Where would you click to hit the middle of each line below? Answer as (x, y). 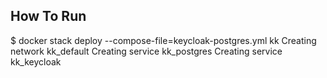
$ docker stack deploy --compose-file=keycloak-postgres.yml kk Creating (163, 40)
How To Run (48, 16)
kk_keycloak (36, 61)
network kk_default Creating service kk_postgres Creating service (146, 51)
